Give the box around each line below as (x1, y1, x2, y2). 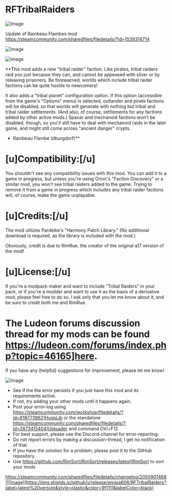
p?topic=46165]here (5, 350, 95, 362)
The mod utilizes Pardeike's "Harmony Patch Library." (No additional (5, 227, 149, 233)
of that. (12, 441, 28, 448)
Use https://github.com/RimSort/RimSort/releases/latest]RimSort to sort (12, 458, 164, 464)
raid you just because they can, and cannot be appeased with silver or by (5, 71, 160, 78)
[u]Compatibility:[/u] (5, 153, 96, 165)
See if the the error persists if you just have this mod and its (12, 387, 139, 393)
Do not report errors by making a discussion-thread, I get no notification (12, 436, 165, 442)
